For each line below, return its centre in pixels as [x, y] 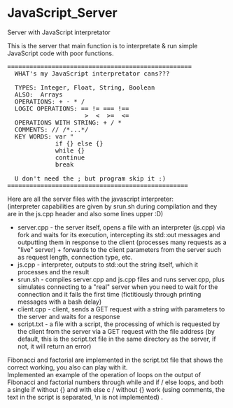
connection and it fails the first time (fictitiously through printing [109, 294]
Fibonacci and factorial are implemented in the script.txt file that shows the [115, 360]
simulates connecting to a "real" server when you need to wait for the [118, 287]
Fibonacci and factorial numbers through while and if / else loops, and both [115, 382]
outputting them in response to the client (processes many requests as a [122, 242]
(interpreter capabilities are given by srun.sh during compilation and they [112, 206]
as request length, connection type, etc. [75, 257]
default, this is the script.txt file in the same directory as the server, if [116, 339]
